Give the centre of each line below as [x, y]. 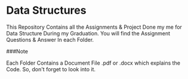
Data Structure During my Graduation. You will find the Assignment [88, 33]
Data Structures [46, 10]
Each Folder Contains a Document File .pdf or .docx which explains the [93, 63]
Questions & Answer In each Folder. [50, 39]
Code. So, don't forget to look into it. [51, 69]
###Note [17, 51]
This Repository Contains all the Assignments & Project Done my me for [94, 27]
